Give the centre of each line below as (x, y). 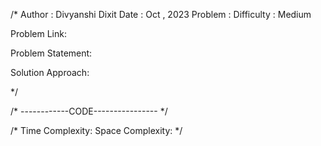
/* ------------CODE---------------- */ (89, 111)
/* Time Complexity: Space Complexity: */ (96, 130)
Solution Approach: (50, 72)
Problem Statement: (51, 53)
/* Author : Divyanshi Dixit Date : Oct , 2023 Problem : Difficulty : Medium (161, 14)
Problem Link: (38, 33)
